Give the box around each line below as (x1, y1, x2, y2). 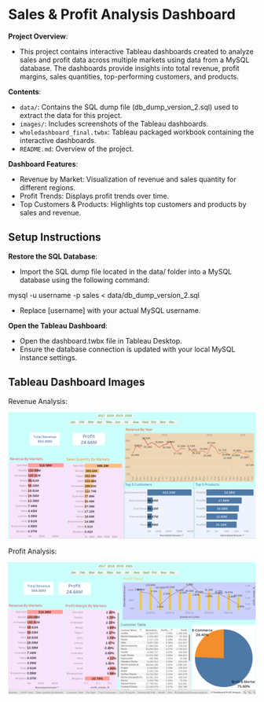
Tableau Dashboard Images (8, 376, 145, 389)
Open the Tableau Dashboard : (8, 321, 108, 330)
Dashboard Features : (8, 159, 79, 168)
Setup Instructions (8, 230, 101, 244)
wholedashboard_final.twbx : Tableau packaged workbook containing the (19, 127, 255, 137)
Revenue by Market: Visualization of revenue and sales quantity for (19, 175, 237, 184)
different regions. (19, 182, 76, 192)
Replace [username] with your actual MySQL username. (19, 305, 201, 315)
